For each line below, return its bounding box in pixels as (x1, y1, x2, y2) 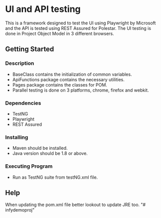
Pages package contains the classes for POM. (12, 82, 107, 88)
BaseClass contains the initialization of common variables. (12, 71, 132, 77)
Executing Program (5, 163, 53, 170)
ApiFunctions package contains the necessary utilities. (12, 76, 125, 83)
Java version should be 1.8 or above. (12, 150, 88, 156)
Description (5, 60, 34, 67)
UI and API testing (5, 3, 81, 15)
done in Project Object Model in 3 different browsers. (5, 30, 114, 36)
